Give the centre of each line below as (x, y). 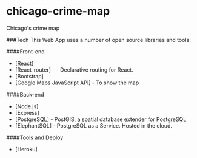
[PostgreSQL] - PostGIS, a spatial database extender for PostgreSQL (101, 119)
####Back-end (25, 94)
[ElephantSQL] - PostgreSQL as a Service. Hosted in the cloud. (94, 125)
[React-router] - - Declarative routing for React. (74, 70)
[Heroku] (26, 149)
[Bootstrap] (29, 76)
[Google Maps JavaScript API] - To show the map (77, 83)
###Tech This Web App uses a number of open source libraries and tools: (98, 39)
